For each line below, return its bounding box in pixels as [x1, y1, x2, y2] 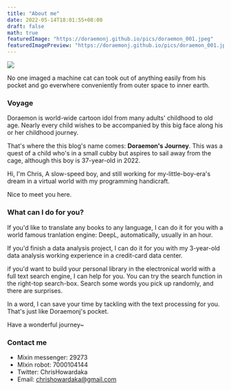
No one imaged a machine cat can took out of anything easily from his [7, 74, 206, 82]
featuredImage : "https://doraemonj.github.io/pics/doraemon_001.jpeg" [7, 36, 214, 43]
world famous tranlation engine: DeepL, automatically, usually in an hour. [7, 230, 213, 239]
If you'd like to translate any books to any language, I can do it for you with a [7, 223, 223, 231]
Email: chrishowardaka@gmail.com [16, 375, 117, 383]
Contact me [7, 338, 47, 347]
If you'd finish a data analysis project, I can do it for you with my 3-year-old [7, 243, 220, 252]
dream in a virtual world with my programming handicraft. [7, 177, 170, 186]
